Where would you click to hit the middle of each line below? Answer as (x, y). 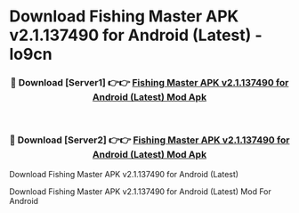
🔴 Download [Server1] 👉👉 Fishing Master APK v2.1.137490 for (149, 83)
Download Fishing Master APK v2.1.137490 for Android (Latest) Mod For (140, 191)
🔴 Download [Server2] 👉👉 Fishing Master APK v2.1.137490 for (149, 140)
